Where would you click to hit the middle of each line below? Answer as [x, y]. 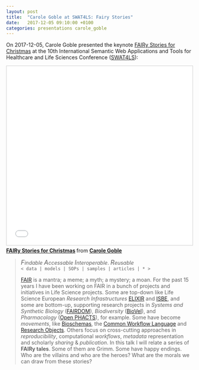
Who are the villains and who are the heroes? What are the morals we [105, 355]
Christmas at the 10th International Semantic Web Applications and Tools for [99, 51]
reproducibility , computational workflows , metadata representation [102, 336]
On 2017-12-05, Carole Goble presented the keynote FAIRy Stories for [91, 45]
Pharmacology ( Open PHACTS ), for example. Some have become [101, 317]
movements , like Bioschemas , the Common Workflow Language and [104, 324]
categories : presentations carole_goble [57, 28]
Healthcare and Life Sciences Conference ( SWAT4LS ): [72, 57]
